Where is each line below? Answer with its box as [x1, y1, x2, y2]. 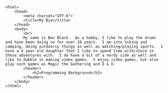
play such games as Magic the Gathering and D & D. [5, 61, 116, 66]
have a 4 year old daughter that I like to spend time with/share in [5, 48, 154, 53]
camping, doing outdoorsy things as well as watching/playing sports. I [5, 44, 163, 49]
